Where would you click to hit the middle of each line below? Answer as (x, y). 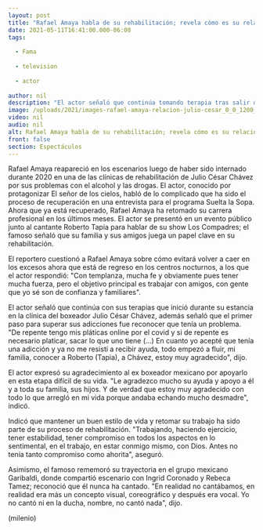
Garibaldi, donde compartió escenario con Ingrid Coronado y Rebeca (119, 478)
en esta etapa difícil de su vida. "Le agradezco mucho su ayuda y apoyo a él (131, 381)
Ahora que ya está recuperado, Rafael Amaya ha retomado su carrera (120, 211)
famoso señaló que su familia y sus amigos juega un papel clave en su (121, 235)
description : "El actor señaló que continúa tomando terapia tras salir (129, 103)
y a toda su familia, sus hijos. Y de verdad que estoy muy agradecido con (126, 390)
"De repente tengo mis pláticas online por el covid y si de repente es (119, 332)
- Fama (26, 52)
